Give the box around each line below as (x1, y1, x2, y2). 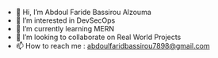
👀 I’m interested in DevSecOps (15, 16, 116, 25)
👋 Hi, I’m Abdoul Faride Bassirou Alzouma (15, 8, 152, 16)
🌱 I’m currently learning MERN (15, 24, 115, 33)
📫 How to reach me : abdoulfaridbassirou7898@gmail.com (15, 42, 210, 50)
